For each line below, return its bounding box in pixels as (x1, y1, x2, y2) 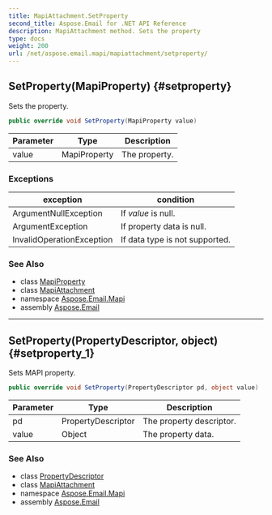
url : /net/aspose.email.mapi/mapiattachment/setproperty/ (8, 49, 208, 58)
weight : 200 (8, 42, 49, 50)
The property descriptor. (142, 415, 236, 427)
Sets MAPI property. (8, 368, 76, 378)
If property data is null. (120, 221, 206, 232)
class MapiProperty (19, 277, 86, 286)
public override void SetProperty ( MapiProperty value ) (8, 117, 198, 125)
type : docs (8, 34, 45, 43)
